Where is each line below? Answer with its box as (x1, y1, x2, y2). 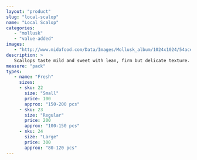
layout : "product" (6, 8, 51, 15)
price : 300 (24, 139, 51, 145)
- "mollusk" (13, 30, 43, 36)
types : (6, 69, 22, 74)
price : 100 (24, 96, 51, 101)
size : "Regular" (24, 112, 64, 118)
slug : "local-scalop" (6, 14, 59, 20)
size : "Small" (24, 90, 59, 96)
